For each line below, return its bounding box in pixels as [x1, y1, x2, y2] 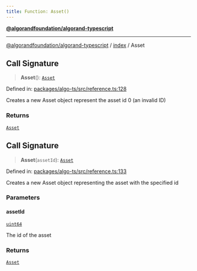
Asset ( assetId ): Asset [20, 156, 74, 163]
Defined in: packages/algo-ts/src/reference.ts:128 [6, 86, 127, 93]
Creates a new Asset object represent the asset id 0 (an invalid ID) [6, 97, 166, 104]
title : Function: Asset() [6, 8, 69, 15]
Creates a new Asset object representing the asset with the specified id [6, 179, 179, 186]
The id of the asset [6, 231, 52, 238]
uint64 [6, 221, 22, 227]
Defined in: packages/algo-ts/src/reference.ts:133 [6, 168, 127, 175]
